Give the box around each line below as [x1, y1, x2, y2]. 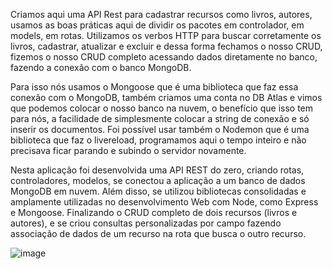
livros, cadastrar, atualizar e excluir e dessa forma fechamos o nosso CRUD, [10, 40, 323, 52]
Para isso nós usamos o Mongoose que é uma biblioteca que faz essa [10, 81, 299, 93]
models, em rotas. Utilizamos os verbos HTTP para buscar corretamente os [10, 30, 322, 41]
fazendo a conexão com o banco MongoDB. [10, 62, 192, 73]
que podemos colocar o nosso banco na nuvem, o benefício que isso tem [10, 102, 314, 114]
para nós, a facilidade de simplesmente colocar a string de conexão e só [10, 113, 310, 124]
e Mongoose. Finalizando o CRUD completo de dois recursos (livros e [10, 207, 298, 218]
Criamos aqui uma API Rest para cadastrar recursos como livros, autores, [10, 9, 313, 20]
